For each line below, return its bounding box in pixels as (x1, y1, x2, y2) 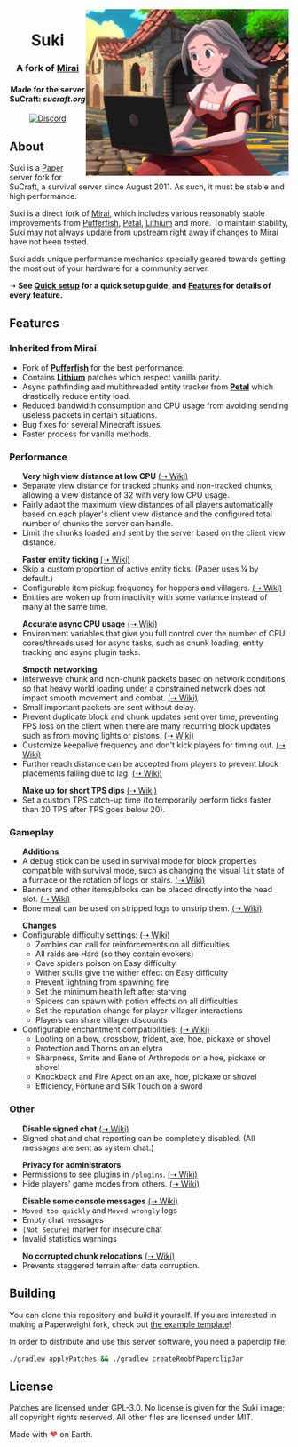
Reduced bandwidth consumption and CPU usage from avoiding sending (21, 400, 289, 411)
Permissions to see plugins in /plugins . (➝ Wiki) (21, 1169, 198, 1179)
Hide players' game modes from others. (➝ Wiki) (21, 1178, 200, 1189)
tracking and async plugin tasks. (21, 647, 141, 658)
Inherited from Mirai (9, 342, 98, 355)
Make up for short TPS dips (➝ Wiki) (21, 786, 157, 796)
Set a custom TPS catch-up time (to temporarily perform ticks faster (21, 795, 272, 805)
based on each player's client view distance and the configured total (21, 508, 273, 519)
